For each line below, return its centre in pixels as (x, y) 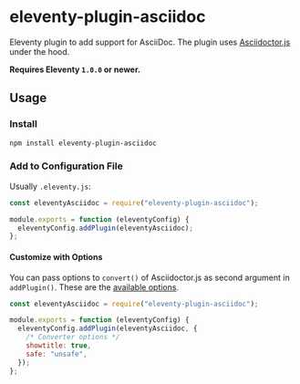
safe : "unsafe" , (57, 354)
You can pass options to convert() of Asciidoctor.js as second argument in (150, 277)
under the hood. (40, 51)
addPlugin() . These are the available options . (94, 287)
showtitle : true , (59, 346)
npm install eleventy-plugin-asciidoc (83, 143)
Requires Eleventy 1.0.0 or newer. (75, 69)
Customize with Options (56, 256)
